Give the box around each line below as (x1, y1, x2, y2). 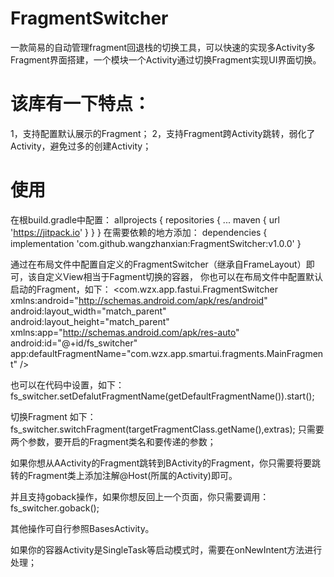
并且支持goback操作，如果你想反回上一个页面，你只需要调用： (10, 490, 270, 502)
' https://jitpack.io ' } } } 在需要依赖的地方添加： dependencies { (10, 226, 268, 238)
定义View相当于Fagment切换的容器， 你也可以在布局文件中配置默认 (44, 270, 323, 282)
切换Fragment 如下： (10, 410, 97, 422)
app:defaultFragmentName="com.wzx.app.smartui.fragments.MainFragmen (10, 347, 324, 359)
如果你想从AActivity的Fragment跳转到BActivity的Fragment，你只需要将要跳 (10, 457, 321, 469)
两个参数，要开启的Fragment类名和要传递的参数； (10, 435, 217, 447)
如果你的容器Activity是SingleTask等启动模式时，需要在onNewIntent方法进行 (10, 543, 323, 556)
